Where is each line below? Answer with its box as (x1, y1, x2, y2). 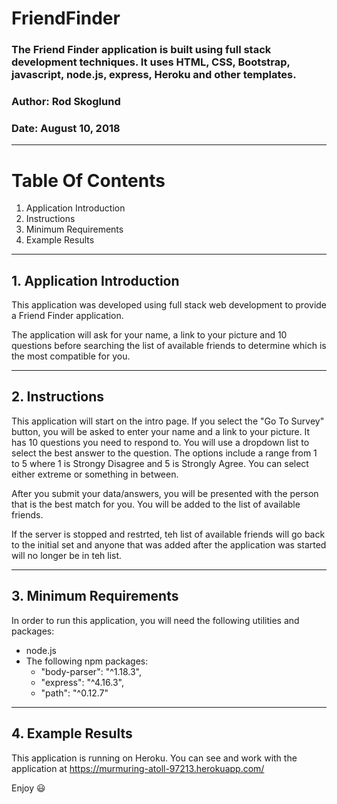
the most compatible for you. (11, 350, 131, 362)
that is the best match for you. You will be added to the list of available (11, 498, 301, 510)
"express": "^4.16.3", (40, 676, 124, 688)
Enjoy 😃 (11, 782, 46, 794)
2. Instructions (11, 388, 105, 406)
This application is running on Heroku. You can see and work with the (11, 752, 298, 764)
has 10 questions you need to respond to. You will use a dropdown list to (11, 436, 310, 448)
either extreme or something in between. (11, 468, 179, 480)
